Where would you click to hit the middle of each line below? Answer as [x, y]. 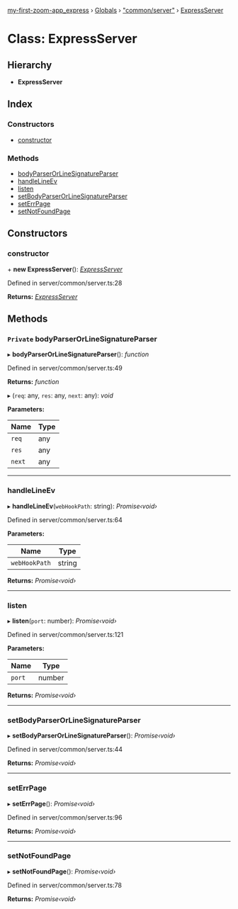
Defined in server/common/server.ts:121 [66, 634]
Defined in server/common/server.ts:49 [65, 368]
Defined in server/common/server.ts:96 [65, 817]
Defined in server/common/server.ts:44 [65, 750]
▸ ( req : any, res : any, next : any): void [60, 395]
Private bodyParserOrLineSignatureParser [82, 339]
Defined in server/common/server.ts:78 [65, 885]
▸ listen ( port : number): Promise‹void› [62, 621]
